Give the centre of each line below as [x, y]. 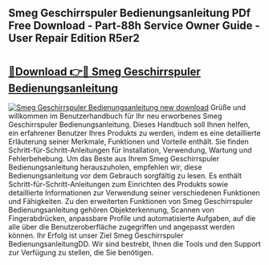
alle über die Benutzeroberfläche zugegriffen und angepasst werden [122, 227]
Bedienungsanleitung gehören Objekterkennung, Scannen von [111, 210]
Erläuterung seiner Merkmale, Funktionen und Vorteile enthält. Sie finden [128, 141]
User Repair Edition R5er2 [74, 38]
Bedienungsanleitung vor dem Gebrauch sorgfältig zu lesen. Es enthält [125, 175]
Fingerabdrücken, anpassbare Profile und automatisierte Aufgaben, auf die [132, 218]
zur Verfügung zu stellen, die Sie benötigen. [81, 253]
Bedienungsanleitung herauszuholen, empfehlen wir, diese [105, 167]
